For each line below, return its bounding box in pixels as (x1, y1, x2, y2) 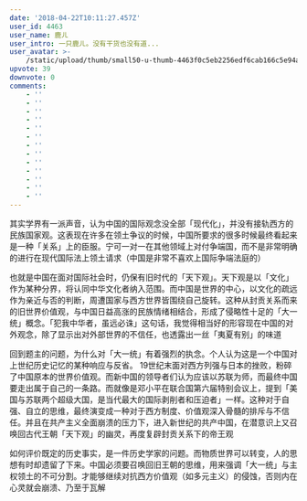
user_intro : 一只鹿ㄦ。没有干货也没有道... (9, 38, 160, 48)
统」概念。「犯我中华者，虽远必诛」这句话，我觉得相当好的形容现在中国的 (9, 317, 286, 328)
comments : (9, 81, 48, 91)
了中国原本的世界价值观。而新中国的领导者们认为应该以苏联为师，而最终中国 (9, 371, 298, 382)
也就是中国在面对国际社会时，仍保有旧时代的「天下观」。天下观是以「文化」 (9, 272, 294, 282)
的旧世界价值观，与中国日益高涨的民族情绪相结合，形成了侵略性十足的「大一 (9, 306, 298, 316)
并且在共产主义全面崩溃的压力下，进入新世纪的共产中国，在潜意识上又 (25, 417, 290, 428)
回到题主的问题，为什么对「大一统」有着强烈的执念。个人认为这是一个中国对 (9, 348, 298, 359)
